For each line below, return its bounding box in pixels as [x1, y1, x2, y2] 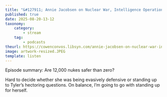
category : [14, 26, 35, 31]
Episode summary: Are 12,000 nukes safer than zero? [5, 67, 115, 73]
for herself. [5, 88, 28, 94]
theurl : [5, 44, 21, 49]
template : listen [5, 53, 41, 59]
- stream [23, 30, 41, 35]
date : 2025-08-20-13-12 [5, 16, 55, 21]
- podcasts [23, 40, 46, 45]
